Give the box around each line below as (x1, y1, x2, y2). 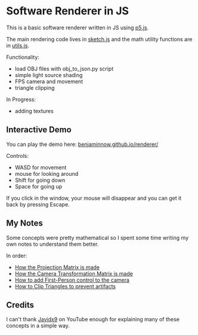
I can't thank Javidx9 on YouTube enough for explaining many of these (6, 316, 180, 323)
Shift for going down (14, 176, 66, 184)
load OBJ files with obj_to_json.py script (14, 65, 114, 72)
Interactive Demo (6, 124, 72, 135)
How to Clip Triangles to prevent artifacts (14, 282, 116, 290)
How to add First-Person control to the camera (14, 276, 130, 284)
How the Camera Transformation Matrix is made (14, 270, 133, 277)
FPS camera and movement (14, 78, 83, 85)
